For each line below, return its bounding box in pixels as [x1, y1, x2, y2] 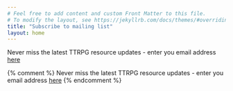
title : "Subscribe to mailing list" [7, 23, 113, 30]
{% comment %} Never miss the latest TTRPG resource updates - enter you [7, 69, 224, 77]
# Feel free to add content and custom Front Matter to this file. [7, 10, 207, 17]
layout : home [7, 29, 45, 37]
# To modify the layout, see [7, 17, 92, 23]
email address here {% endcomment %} [7, 77, 122, 85]
